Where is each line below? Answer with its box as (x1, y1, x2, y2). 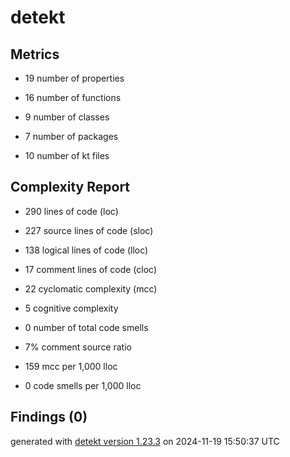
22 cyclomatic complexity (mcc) (24, 282, 158, 295)
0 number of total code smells (24, 321, 149, 333)
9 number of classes (24, 111, 110, 123)
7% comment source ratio (24, 341, 132, 353)
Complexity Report (10, 179, 131, 196)
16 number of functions (24, 92, 122, 103)
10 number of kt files (24, 150, 110, 161)
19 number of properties (24, 72, 125, 84)
